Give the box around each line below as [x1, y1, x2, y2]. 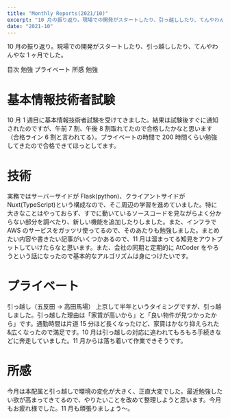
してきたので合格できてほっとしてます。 [7, 142, 120, 150]
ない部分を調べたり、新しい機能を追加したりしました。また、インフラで [12, 218, 217, 226]
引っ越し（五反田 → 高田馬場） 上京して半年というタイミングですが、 [7, 303, 204, 311]
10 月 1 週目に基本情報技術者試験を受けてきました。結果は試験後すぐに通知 [7, 116, 219, 124]
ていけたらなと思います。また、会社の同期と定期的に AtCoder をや [25, 244, 214, 252]
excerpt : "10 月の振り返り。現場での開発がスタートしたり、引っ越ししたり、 [7, 16, 200, 23]
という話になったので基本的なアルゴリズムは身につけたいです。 [12, 252, 192, 260]
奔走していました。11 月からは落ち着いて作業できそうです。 [18, 337, 187, 345]
